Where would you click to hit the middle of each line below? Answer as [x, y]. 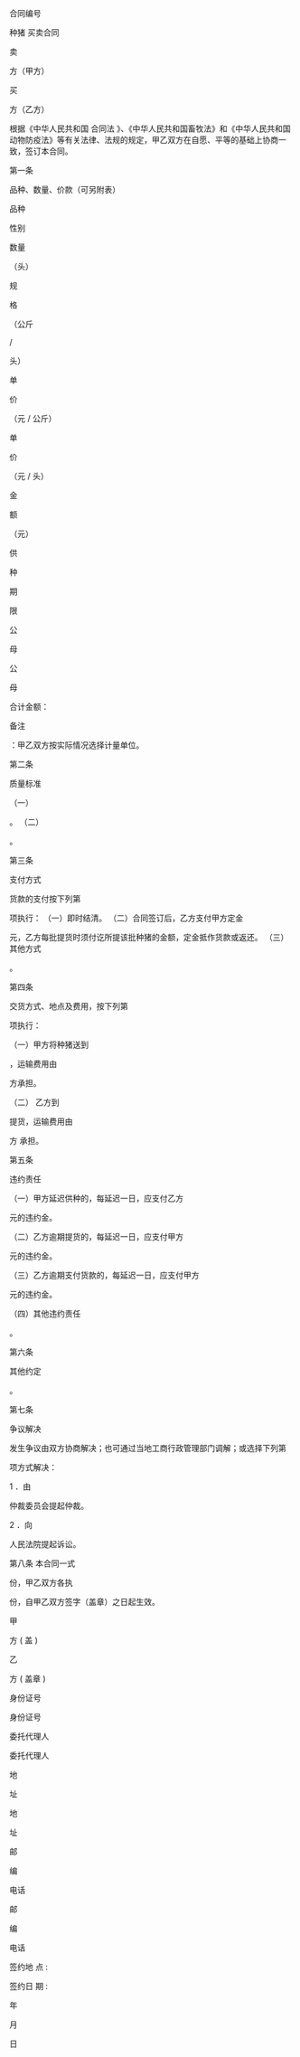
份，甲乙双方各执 [41, 1582]
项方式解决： [33, 1467]
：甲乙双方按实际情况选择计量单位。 [77, 745]
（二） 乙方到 [34, 1102]
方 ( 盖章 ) [28, 1679]
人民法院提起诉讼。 [45, 1544]
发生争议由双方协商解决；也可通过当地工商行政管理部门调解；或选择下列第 [148, 1448]
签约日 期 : [28, 1986]
